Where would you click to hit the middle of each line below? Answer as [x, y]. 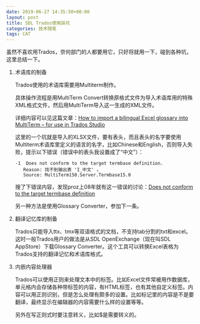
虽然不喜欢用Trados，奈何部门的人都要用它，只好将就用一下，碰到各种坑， [99, 52]
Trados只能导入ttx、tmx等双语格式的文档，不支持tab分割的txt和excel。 [103, 232]
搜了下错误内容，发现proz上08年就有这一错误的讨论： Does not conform [104, 187]
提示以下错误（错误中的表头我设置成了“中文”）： [85, 152]
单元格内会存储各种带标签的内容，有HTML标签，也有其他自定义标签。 [101, 287]
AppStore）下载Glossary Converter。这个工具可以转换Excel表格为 [97, 247]
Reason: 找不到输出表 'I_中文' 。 [62, 170]
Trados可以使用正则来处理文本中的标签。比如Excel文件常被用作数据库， [104, 280]
